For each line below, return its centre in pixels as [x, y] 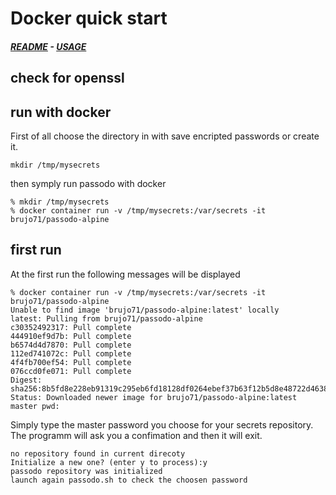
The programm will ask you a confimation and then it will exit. [136, 435]
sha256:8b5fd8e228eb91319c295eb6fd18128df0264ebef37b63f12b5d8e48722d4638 [169, 388]
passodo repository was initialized [86, 471]
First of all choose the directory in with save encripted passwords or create [165, 136]
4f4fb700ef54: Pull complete [71, 362]
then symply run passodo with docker [88, 183]
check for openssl [67, 78]
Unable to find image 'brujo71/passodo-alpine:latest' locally [145, 310]
